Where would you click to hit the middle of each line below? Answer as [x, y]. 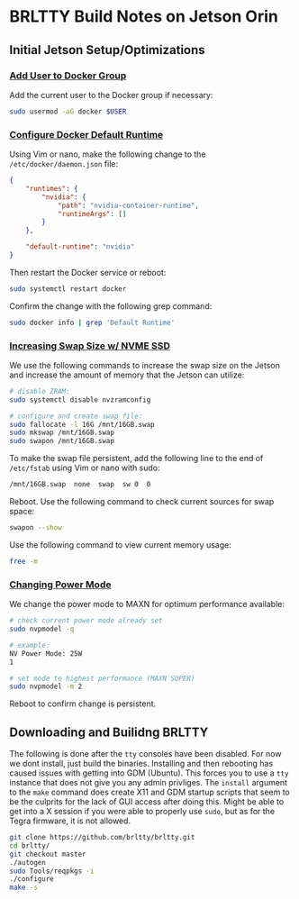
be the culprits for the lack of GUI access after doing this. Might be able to [147, 802]
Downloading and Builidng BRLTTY [109, 732]
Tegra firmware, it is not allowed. [70, 821]
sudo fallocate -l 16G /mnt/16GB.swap [82, 424]
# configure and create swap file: [76, 416]
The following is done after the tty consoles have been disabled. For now [145, 754]
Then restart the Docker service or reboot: [88, 272]
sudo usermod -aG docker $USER [68, 111]
